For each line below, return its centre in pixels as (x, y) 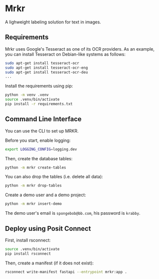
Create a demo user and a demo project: (46, 195)
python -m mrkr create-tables (36, 167)
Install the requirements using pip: (39, 86)
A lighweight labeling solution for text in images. (53, 22)
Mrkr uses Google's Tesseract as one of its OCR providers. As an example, (80, 49)
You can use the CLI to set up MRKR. (42, 131)
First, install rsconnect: (28, 240)
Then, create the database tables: (39, 158)
